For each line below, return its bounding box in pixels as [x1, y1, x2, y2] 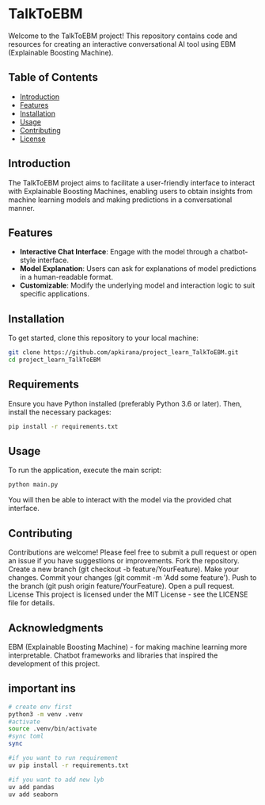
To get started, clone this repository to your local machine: [8, 334, 199, 343]
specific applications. [19, 289, 89, 299]
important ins [8, 682, 77, 696]
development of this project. [8, 658, 100, 668]
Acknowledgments [8, 621, 104, 635]
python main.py [8, 481, 59, 489]
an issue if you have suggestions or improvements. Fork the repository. [8, 556, 240, 566]
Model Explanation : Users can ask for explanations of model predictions [19, 264, 257, 273]
